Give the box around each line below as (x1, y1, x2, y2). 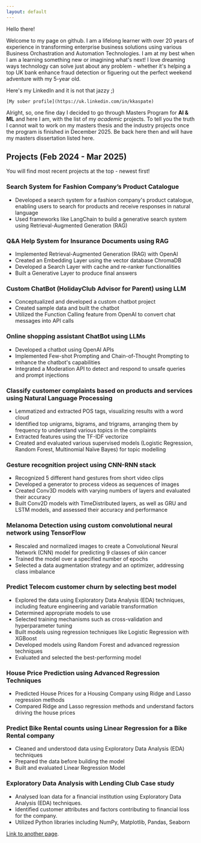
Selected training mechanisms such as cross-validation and (14, 616, 163, 623)
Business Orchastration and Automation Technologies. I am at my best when (6, 49, 195, 57)
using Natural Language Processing (6, 394, 113, 402)
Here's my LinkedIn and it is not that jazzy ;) (6, 86, 115, 94)
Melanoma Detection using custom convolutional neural (6, 521, 173, 530)
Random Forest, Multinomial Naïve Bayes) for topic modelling (14, 445, 166, 453)
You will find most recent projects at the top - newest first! (6, 167, 150, 175)
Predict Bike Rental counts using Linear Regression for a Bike (6, 724, 187, 733)
